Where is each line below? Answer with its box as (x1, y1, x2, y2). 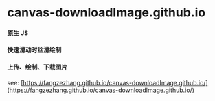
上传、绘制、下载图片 (7, 63, 67, 71)
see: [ (7, 78, 23, 87)
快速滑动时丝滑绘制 (7, 46, 62, 54)
